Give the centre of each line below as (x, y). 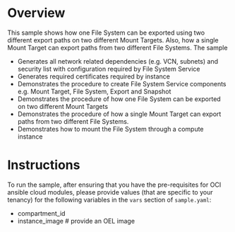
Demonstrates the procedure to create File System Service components (122, 83)
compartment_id (41, 213)
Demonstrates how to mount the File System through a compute (110, 129)
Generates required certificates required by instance (94, 76)
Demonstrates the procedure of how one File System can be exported (119, 99)
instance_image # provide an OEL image (76, 221)
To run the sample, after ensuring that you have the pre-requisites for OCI (114, 185)
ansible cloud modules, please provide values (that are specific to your (110, 192)
